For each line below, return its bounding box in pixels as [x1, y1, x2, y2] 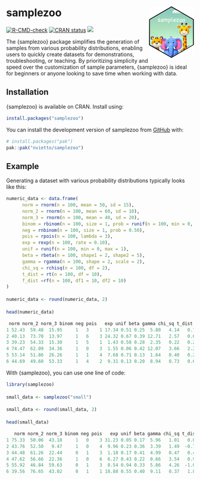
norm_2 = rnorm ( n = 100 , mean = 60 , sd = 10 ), [21, 208, 140, 214]
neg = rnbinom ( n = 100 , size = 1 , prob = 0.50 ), [21, 227, 145, 233]
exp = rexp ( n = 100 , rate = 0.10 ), [21, 240, 111, 246]
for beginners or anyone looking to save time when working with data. [6, 69, 177, 77]
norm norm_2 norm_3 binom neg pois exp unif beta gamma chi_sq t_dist [8, 320, 193, 327]
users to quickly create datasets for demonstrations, [6, 51, 135, 58]
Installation [6, 87, 49, 97]
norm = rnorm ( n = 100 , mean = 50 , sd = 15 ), [21, 202, 135, 208]
